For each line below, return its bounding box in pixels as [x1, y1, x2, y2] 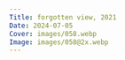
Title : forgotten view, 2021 [9, 12, 117, 22]
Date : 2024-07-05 [9, 21, 74, 30]
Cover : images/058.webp [9, 29, 98, 38]
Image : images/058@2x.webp [9, 37, 109, 47]
